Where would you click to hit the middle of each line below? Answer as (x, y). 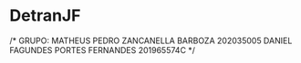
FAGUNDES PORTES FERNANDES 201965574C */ (103, 49)
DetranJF (45, 16)
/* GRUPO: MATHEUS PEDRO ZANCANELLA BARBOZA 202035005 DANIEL (151, 40)
